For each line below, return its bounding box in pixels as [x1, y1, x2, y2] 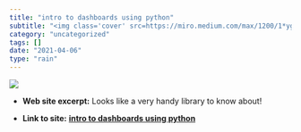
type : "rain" [9, 54, 58, 63]
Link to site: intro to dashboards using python [21, 113, 196, 123]
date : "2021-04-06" [9, 46, 82, 55]
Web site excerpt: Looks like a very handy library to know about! [21, 95, 262, 106]
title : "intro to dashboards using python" [9, 12, 175, 22]
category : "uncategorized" [9, 29, 110, 38]
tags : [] [9, 37, 42, 47]
